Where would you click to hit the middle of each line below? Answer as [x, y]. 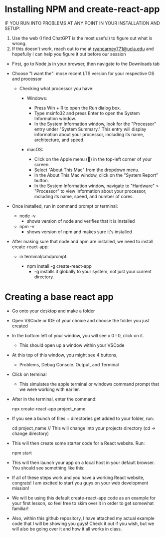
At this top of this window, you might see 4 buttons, [65, 355]
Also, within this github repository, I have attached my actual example [83, 518]
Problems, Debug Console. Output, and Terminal [69, 364]
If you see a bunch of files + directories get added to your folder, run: [83, 418]
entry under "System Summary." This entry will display [90, 129]
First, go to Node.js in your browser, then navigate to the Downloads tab [86, 64]
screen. [42, 164]
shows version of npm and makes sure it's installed [79, 232]
